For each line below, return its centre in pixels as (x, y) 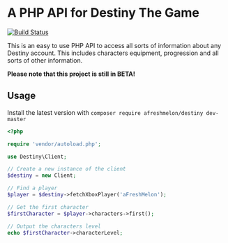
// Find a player (32, 188)
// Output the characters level (54, 226)
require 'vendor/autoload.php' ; (54, 144)
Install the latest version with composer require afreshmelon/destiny (105, 112)
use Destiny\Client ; (37, 157)
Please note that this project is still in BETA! (71, 74)
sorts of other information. (45, 60)
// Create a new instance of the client (67, 169)
